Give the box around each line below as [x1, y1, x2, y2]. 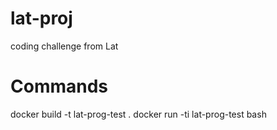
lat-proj [10, 7, 73, 30]
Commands [10, 75, 109, 98]
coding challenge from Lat [10, 40, 119, 52]
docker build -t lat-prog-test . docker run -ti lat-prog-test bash [10, 108, 267, 120]
